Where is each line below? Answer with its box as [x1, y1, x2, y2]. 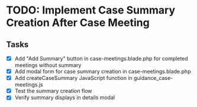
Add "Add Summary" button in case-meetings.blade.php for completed [14, 55, 188, 62]
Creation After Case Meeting [6, 16, 150, 29]
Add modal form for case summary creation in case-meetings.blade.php [14, 68, 191, 75]
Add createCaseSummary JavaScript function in [14, 75, 133, 82]
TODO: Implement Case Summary [6, 4, 176, 17]
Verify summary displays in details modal [14, 94, 115, 101]
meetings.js [14, 81, 43, 88]
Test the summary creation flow [14, 88, 93, 95]
